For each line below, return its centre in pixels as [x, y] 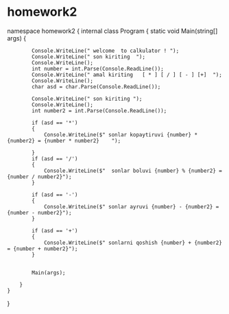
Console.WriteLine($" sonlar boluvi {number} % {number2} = [133, 171]
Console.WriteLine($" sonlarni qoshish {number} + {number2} [133, 243]
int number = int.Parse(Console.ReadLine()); [98, 69]
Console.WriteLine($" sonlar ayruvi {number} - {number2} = [131, 206]
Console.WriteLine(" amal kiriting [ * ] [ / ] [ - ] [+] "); [127, 75]
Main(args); [49, 273]
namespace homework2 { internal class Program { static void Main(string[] [112, 31]
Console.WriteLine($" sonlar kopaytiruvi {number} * [120, 134]
